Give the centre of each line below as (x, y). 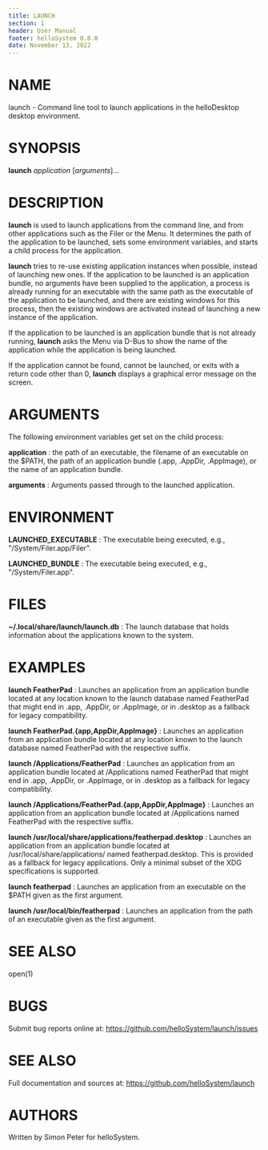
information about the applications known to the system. (101, 635)
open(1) (21, 974)
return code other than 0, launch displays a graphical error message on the (132, 373)
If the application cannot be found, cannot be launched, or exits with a (124, 365)
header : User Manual (43, 30)
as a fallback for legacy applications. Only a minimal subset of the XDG (125, 862)
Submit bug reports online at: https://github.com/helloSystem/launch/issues (133, 1028)
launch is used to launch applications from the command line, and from (126, 224)
